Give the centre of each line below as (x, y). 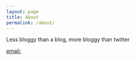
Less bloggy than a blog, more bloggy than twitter (68, 40)
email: (14, 51)
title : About (23, 17)
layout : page (23, 12)
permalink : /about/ (31, 23)
